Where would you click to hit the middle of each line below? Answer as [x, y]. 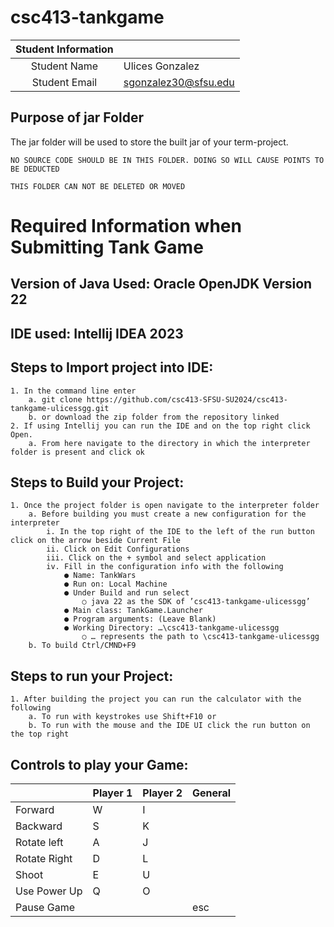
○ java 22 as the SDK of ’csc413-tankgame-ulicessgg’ [196, 602]
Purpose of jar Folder [77, 117]
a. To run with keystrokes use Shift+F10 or [122, 717]
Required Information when [126, 225]
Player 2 [162, 793]
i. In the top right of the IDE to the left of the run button [180, 532]
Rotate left [39, 842]
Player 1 [112, 793]
